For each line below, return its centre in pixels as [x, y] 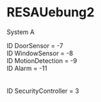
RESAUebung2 [50, 12]
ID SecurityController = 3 [43, 91]
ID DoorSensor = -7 [35, 45]
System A [20, 32]
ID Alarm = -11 [27, 68]
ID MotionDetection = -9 [42, 60]
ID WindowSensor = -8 [40, 53]
